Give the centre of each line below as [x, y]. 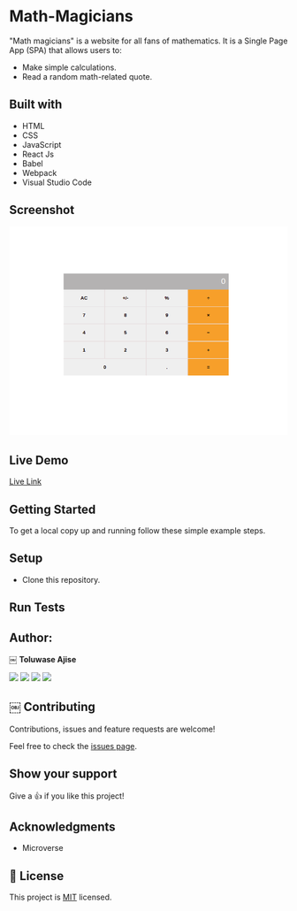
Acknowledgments [63, 827]
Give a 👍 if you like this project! [67, 796]
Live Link [26, 482]
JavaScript [42, 144]
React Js [38, 154]
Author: [31, 637]
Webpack [39, 172]
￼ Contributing [52, 707]
